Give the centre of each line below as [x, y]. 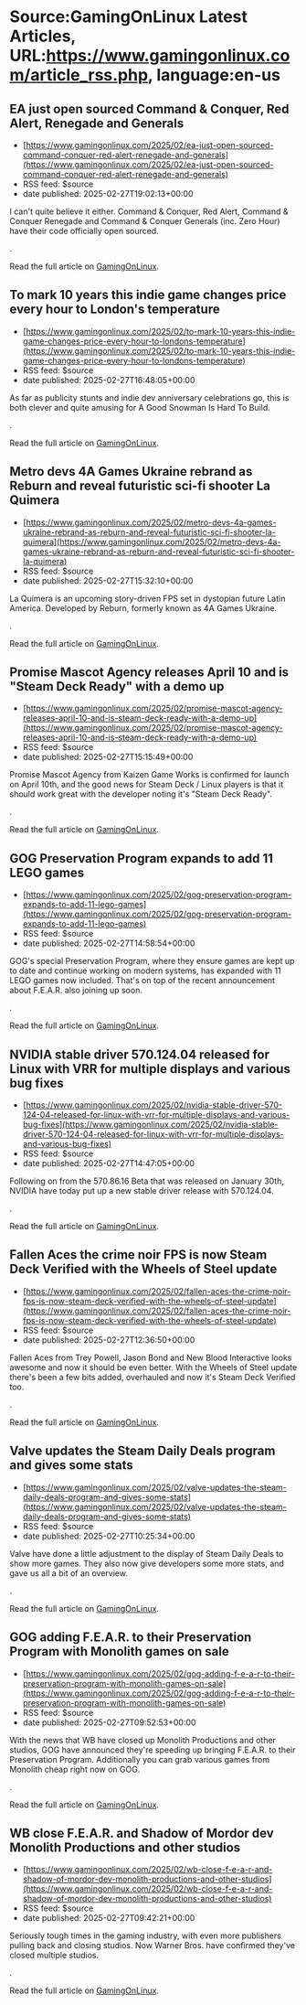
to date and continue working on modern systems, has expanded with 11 [145, 970]
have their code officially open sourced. [84, 231]
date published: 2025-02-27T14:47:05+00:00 [108, 1163]
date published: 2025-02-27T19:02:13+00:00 [108, 193]
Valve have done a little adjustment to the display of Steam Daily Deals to [147, 1553]
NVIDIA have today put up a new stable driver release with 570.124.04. [142, 1191]
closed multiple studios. [54, 1956]
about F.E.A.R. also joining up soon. [76, 991]
